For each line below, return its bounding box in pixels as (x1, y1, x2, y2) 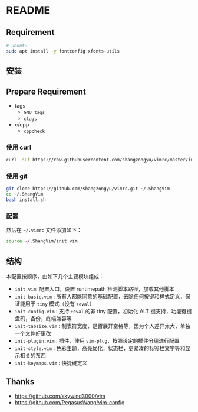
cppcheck (23, 128, 45, 134)
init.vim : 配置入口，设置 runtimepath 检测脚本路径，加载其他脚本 (14, 286, 175, 293)
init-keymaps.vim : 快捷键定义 (14, 359, 88, 366)
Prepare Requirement (6, 86, 87, 96)
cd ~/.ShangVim (6, 192, 44, 197)
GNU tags (23, 109, 45, 115)
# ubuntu (6, 43, 28, 48)
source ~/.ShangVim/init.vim (6, 238, 78, 244)
